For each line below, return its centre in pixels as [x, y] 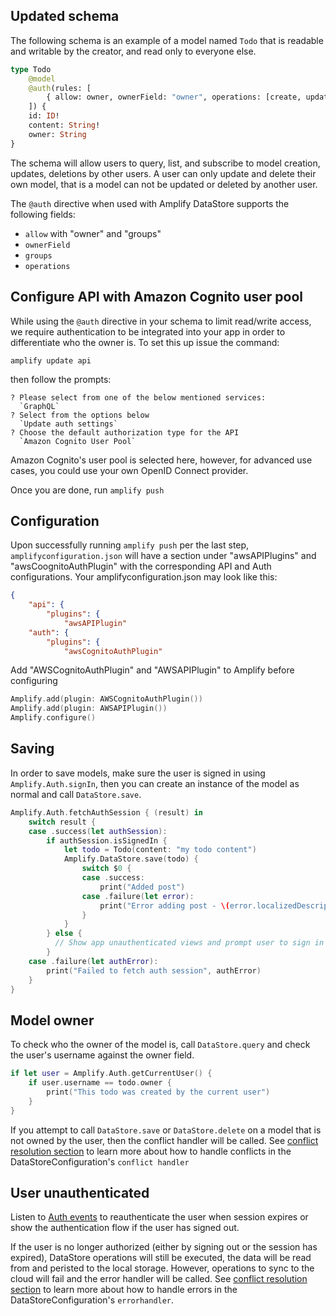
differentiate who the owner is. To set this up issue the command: [145, 342]
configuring [34, 681]
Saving [32, 749]
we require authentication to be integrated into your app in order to [148, 331]
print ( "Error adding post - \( [164, 905]
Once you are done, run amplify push [87, 490]
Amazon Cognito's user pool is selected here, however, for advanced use [161, 460]
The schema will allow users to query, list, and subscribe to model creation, [165, 163]
